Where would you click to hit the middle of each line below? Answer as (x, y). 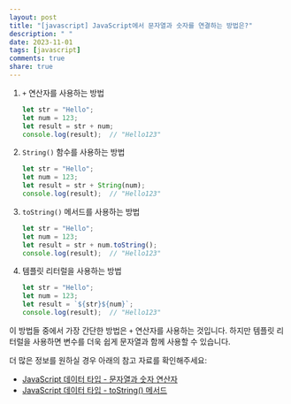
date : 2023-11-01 (41, 42)
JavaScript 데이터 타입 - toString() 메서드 (95, 390)
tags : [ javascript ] (45, 50)
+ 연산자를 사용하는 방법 (63, 93)
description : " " (41, 34)
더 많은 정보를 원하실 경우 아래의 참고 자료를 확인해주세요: (108, 360)
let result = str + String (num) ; (84, 186)
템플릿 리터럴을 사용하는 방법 (72, 271)
